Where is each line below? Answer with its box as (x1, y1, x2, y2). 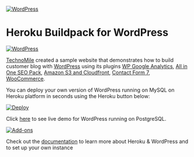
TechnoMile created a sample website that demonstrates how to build (6, 56, 174, 64)
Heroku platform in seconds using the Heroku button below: (6, 92, 150, 99)
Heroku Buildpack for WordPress (6, 26, 168, 39)
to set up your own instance (6, 144, 73, 151)
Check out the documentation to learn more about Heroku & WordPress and (6, 138, 189, 145)
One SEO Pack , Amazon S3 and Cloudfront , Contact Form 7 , (6, 69, 150, 76)
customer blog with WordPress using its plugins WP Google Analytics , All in (6, 62, 188, 69)
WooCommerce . (6, 75, 46, 82)
